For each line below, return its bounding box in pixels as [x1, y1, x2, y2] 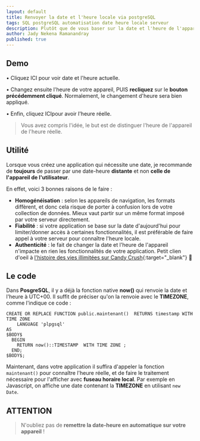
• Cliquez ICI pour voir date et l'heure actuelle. [6, 74, 120, 81]
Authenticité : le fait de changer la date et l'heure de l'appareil [14, 241, 168, 248]
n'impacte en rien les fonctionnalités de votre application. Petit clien [14, 247, 182, 254]
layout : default [6, 8, 46, 15]
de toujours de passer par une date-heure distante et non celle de [6, 167, 171, 175]
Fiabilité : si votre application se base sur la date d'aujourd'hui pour [14, 222, 180, 229]
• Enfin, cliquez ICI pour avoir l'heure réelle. [6, 110, 112, 117]
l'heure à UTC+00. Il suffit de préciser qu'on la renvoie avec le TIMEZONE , [6, 293, 189, 300]
